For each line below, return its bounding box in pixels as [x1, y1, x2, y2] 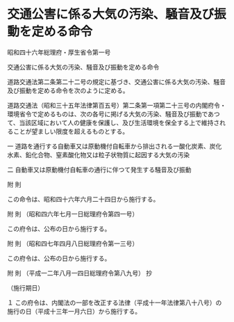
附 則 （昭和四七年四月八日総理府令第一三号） [7, 239, 139, 248]
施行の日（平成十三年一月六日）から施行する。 [7, 307, 141, 315]
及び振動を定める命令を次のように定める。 [7, 86, 129, 95]
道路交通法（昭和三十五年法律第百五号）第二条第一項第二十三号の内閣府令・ [7, 101, 226, 109]
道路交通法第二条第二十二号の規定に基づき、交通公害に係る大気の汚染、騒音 [7, 77, 226, 86]
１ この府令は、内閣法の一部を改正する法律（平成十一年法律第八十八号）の [7, 298, 222, 307]
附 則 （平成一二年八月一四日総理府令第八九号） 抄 [7, 268, 153, 277]
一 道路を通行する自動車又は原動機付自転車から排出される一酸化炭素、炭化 [7, 142, 222, 150]
